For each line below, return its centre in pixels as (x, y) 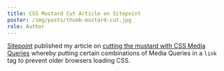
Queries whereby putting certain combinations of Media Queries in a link (112, 53)
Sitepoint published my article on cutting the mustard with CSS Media (106, 46)
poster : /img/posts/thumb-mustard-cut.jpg (69, 20)
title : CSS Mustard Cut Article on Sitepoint (74, 13)
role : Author (26, 26)
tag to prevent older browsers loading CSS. (69, 61)
